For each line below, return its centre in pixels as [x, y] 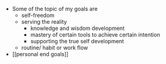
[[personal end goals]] [40, 54]
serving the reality [44, 22]
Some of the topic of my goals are [55, 9]
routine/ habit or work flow [55, 48]
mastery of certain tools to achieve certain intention [95, 35]
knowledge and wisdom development [78, 28]
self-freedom [38, 15]
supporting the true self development [77, 41]
